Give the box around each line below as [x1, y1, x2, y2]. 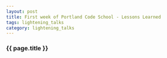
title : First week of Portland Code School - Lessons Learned [6, 14, 161, 20]
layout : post [6, 8, 38, 15]
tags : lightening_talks [6, 19, 64, 25]
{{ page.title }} [6, 45, 49, 53]
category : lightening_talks [6, 25, 75, 31]
